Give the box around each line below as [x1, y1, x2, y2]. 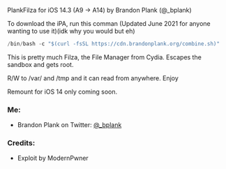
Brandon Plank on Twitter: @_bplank [17, 121, 122, 129]
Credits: [7, 138, 36, 148]
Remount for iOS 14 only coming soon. [7, 87, 118, 96]
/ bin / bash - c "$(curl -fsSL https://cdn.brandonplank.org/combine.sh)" [7, 41, 220, 47]
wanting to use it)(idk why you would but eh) [7, 27, 135, 35]
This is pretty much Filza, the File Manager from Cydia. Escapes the [7, 52, 202, 61]
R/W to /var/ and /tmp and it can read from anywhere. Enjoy [7, 73, 179, 82]
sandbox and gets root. [7, 60, 74, 68]
